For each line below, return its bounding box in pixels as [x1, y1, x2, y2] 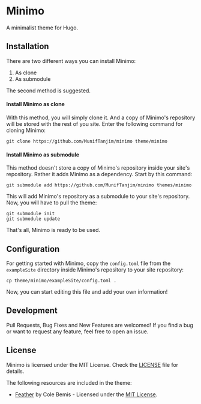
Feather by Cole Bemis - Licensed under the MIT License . [14, 391, 158, 398]
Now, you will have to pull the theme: [6, 199, 97, 206]
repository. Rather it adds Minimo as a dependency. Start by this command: [6, 171, 193, 178]
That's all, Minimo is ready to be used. [6, 227, 101, 234]
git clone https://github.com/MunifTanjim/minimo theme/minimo [6, 138, 168, 144]
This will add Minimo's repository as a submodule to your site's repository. [6, 193, 190, 200]
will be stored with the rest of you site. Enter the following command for [6, 120, 183, 127]
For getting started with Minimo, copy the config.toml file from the [6, 260, 171, 267]
